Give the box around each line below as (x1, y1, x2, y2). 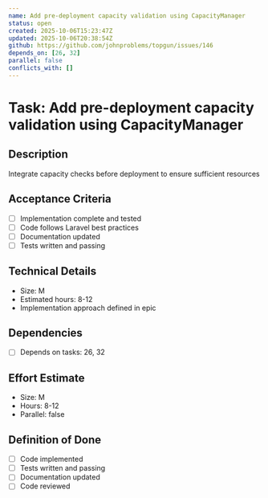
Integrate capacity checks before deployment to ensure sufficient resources (8, 169, 260, 178)
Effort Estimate (8, 371, 85, 385)
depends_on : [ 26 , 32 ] (8, 49, 81, 57)
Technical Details (8, 264, 97, 278)
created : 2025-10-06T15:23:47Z (8, 27, 113, 35)
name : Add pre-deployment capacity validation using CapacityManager (8, 11, 246, 20)
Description (8, 148, 68, 161)
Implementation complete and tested (19, 214, 142, 223)
